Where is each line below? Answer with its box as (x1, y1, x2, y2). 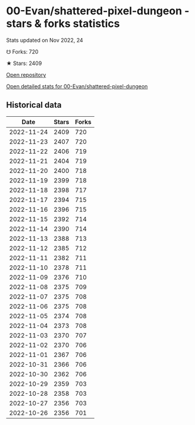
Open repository (6, 71, 46, 78)
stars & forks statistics (6, 17, 120, 30)
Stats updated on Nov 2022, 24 (6, 36, 83, 44)
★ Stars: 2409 (6, 60, 42, 67)
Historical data (6, 100, 62, 110)
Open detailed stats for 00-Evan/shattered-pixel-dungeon (6, 82, 148, 90)
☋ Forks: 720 (6, 48, 39, 55)
